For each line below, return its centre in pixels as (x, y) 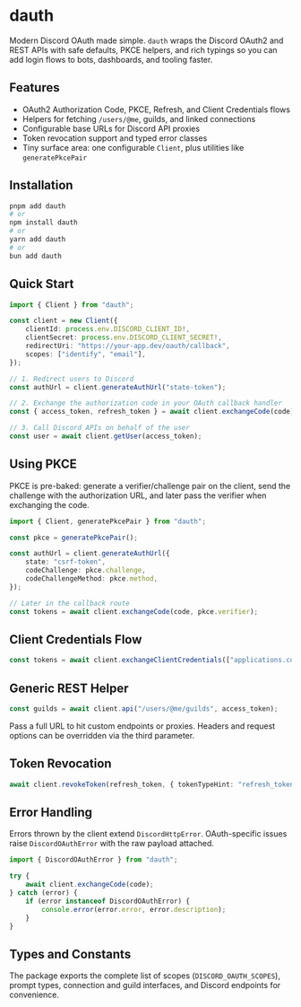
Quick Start (42, 284)
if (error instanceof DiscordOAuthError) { (108, 901)
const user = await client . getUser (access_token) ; (106, 436)
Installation (41, 185)
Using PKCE (43, 464)
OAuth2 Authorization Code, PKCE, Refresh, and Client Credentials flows (156, 109)
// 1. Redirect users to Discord (72, 379)
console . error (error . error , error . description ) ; (134, 909)
